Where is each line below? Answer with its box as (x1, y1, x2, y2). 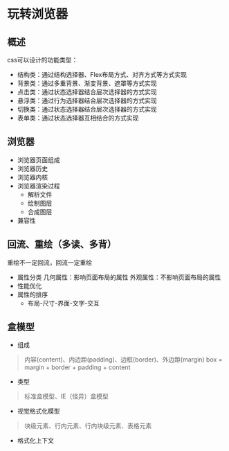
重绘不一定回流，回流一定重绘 (7, 258, 92, 267)
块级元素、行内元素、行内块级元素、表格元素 (24, 422, 152, 430)
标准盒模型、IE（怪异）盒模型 (24, 392, 109, 400)
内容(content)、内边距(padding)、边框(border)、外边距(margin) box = (24, 355, 223, 364)
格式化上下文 (17, 436, 54, 445)
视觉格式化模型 (17, 407, 60, 416)
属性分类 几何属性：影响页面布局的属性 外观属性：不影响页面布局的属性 (17, 273, 221, 281)
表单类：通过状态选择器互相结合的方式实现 (17, 114, 139, 122)
